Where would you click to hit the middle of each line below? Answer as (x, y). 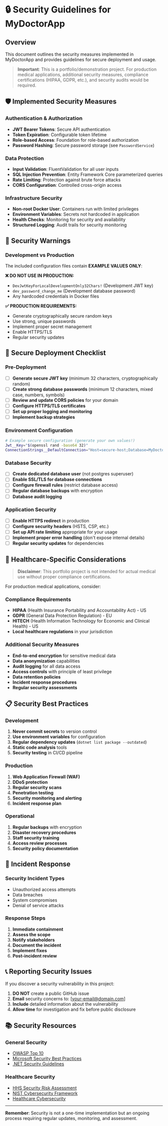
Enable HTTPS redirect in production (51, 520)
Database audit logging (37, 496)
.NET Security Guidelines (38, 1064)
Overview (21, 42)
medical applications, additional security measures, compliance (83, 75)
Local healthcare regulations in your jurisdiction (62, 632)
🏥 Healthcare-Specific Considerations (66, 559)
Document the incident (37, 945)
